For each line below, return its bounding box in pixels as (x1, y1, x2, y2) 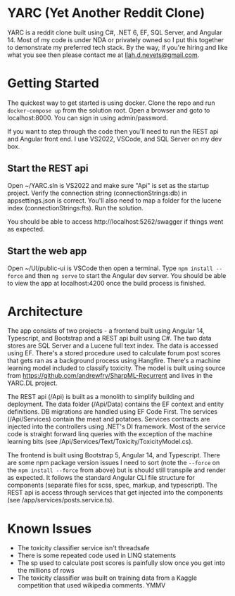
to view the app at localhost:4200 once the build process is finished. (7, 279, 206, 287)
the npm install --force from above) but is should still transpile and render (7, 466, 227, 474)
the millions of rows (17, 566, 75, 575)
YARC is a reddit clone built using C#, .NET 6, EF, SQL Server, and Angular (7, 28, 223, 37)
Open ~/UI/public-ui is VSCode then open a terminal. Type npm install (7, 264, 213, 272)
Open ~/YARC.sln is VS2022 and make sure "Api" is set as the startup (7, 181, 210, 189)
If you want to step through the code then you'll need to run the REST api (7, 127, 220, 135)
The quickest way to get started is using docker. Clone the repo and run (7, 99, 215, 107)
